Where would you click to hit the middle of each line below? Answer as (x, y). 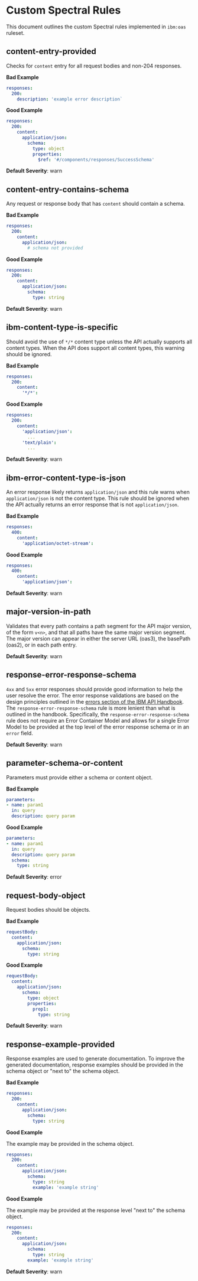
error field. (20, 733)
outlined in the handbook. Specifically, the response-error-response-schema (98, 714)
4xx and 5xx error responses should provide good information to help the (95, 689)
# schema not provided (55, 248)
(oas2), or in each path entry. (42, 645)
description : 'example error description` (70, 99)
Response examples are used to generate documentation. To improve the (95, 1059)
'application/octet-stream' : (58, 543)
